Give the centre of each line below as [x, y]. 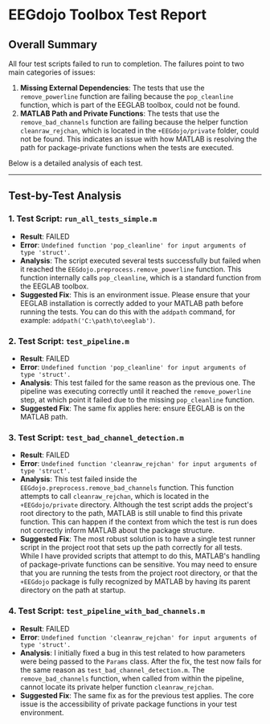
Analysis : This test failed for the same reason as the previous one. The [137, 382]
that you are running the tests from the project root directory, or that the [139, 573]
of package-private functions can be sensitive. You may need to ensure [139, 565]
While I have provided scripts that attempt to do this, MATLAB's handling [140, 556]
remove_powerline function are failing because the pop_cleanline [127, 96]
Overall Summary [53, 45]
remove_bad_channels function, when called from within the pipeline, [132, 678]
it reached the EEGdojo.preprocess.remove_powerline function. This [131, 269]
